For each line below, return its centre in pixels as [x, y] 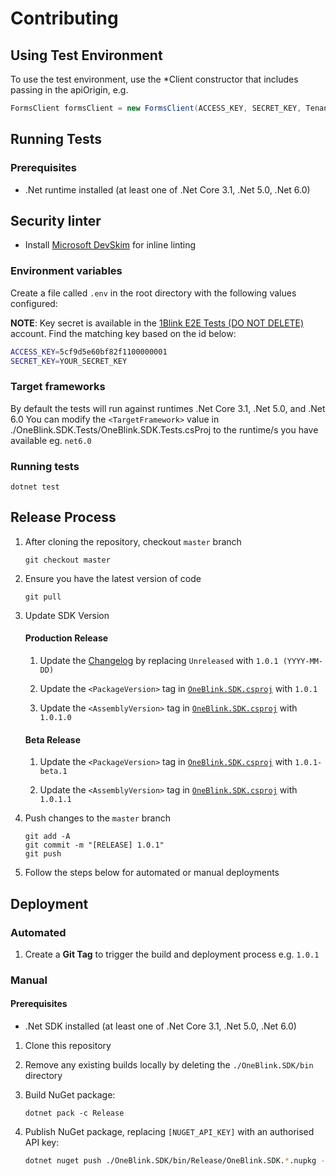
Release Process [63, 517]
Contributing [64, 18]
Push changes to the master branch [97, 818]
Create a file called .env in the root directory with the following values [153, 293]
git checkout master [67, 560]
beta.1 [53, 772]
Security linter [56, 220]
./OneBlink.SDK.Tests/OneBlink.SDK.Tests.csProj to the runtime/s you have [164, 429]
